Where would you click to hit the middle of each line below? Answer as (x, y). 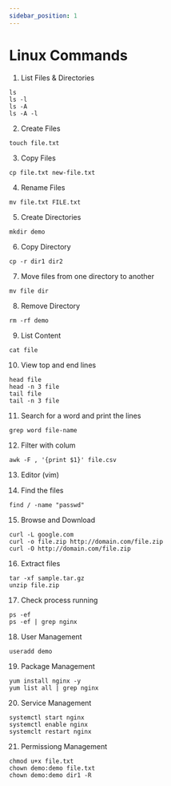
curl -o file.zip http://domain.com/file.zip (86, 541)
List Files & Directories (58, 78)
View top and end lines (58, 365)
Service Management (56, 703)
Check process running (59, 600)
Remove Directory (50, 306)
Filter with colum (48, 445)
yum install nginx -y (45, 681)
